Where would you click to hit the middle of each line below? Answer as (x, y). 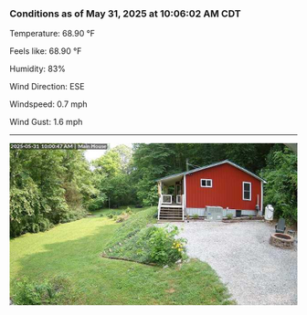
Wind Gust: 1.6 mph (46, 122)
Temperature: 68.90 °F (53, 34)
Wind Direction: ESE (47, 87)
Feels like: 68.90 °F (46, 51)
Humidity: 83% (38, 69)
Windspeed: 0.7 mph (49, 104)
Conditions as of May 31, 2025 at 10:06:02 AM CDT (125, 14)
